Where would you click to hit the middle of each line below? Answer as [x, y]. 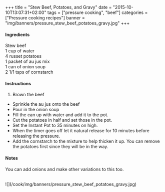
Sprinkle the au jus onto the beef [46, 104]
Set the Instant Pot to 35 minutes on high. [55, 125]
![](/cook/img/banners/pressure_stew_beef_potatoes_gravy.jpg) [71, 184]
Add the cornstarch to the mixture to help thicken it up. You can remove [86, 141]
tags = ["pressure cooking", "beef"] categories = [97, 12]
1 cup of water [20, 51]
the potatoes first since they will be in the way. [60, 147]
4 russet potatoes [23, 56]
